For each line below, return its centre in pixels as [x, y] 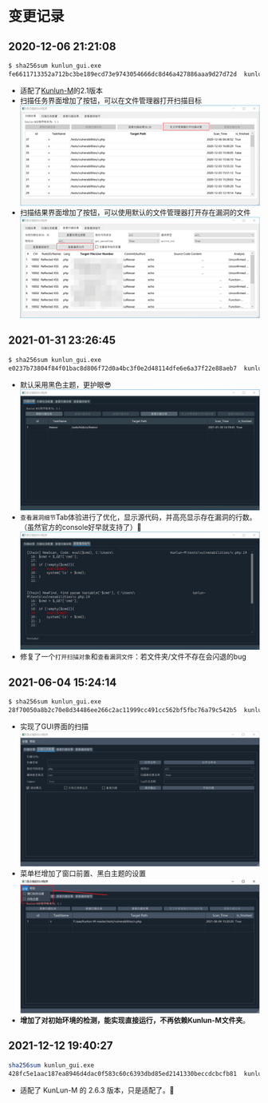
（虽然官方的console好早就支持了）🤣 [81, 528]
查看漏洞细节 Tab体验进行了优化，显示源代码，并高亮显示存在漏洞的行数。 [138, 517]
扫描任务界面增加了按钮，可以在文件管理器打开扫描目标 [110, 100]
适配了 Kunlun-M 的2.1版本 [61, 90]
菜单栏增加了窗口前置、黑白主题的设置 [83, 873]
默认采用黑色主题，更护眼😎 [65, 384]
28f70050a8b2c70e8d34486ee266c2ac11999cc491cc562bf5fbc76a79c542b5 [123, 711]
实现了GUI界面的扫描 [54, 726]
